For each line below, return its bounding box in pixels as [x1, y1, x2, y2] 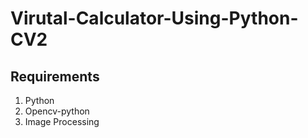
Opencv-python [24, 105, 90, 117]
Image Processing [24, 116, 100, 127]
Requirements [10, 68, 100, 85]
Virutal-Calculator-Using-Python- [10, 7, 299, 30]
